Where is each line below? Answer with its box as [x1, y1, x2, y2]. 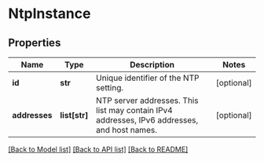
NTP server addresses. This [95, 95, 199, 106]
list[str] [60, 110, 89, 120]
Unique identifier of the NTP [95, 72, 200, 83]
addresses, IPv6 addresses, [95, 115, 199, 126]
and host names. [95, 125, 157, 135]
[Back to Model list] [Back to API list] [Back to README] [8, 145, 189, 154]
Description [129, 60, 175, 70]
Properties [8, 36, 61, 49]
